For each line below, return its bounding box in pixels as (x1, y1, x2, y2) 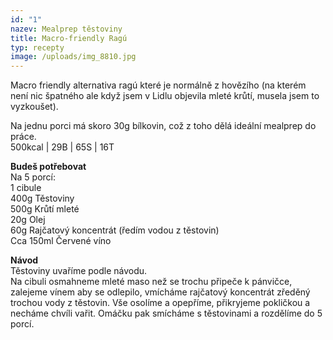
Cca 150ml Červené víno (10, 235, 112, 247)
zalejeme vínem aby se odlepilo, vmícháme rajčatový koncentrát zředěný (10, 286, 311, 298)
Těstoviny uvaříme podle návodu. (10, 265, 148, 277)
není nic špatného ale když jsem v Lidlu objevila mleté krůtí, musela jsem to (10, 90, 320, 102)
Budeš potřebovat (10, 161, 87, 173)
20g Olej (10, 214, 46, 226)
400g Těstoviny (10, 192, 75, 205)
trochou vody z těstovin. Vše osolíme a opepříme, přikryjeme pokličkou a (10, 297, 311, 309)
